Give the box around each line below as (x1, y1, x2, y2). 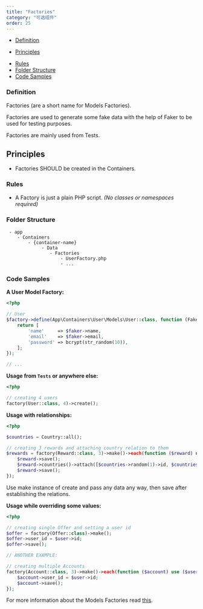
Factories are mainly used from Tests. (6, 131, 100, 139)
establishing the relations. (6, 490, 71, 497)
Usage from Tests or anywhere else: (6, 372, 98, 379)
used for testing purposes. (6, 120, 72, 127)
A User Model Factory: (6, 288, 65, 296)
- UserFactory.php (60, 256, 107, 262)
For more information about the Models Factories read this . (6, 596, 153, 604)
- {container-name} (28, 240, 77, 246)
